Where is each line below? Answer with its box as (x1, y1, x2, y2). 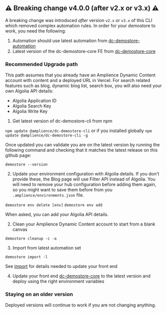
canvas (12, 226, 27, 232)
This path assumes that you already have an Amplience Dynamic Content (5, 72, 156, 78)
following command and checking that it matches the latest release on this (5, 147, 158, 153)
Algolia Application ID (12, 97, 57, 104)
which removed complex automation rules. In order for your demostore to (5, 22, 156, 28)
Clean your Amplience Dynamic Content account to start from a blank (12, 221, 156, 227)
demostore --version (5, 162, 48, 167)
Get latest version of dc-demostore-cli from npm (12, 118, 113, 124)
